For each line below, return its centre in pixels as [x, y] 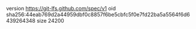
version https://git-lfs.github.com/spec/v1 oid [61, 8]
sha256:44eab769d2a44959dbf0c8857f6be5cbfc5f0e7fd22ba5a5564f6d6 [98, 14]
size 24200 [50, 21]
